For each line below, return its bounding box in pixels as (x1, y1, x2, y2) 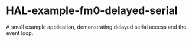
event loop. (6, 29, 34, 36)
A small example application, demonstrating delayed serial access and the (6, 23, 187, 30)
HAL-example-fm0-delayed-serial (6, 4, 178, 17)
